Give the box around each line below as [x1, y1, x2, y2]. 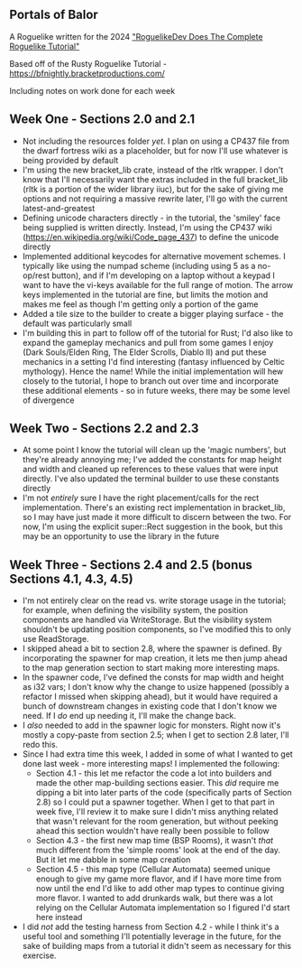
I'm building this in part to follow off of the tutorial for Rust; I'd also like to [22, 327, 293, 338]
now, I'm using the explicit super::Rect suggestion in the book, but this [22, 521, 284, 532]
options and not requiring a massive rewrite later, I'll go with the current [22, 193, 288, 204]
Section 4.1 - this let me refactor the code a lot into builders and [35, 768, 272, 779]
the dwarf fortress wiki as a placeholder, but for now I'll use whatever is [22, 144, 288, 156]
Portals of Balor [9, 7, 99, 23]
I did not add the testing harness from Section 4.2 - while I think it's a [22, 921, 279, 933]
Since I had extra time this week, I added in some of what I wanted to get [22, 749, 293, 759]
